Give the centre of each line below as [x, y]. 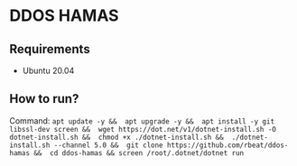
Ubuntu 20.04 [48, 70]
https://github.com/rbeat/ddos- [227, 145]
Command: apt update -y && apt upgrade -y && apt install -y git [142, 120]
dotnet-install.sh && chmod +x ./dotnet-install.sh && [116, 137]
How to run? [44, 99]
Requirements [50, 49]
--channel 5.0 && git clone [109, 145]
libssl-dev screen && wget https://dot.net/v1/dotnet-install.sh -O [143, 129]
